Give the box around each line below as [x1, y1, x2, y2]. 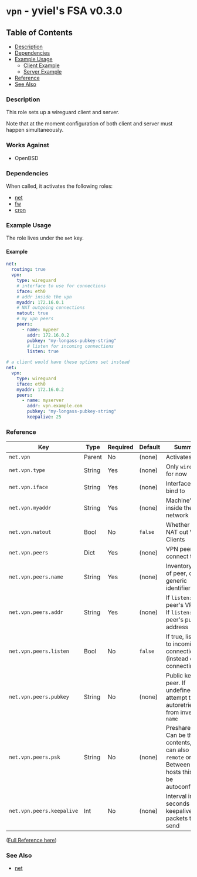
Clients [166, 536, 185, 544]
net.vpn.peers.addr [9, 609, 63, 616]
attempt [166, 693, 188, 702]
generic [166, 577, 188, 585]
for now [166, 470, 188, 478]
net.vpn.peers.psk [9, 754, 60, 760]
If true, [166, 633, 184, 641]
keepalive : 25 [27, 414, 62, 420]
